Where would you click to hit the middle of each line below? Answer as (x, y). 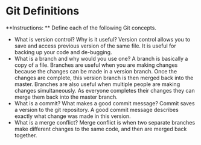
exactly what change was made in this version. (72, 116)
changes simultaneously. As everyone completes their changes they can (105, 90)
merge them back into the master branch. (66, 97)
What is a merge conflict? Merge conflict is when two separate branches (105, 122)
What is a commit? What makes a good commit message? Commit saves (104, 103)
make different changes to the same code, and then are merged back (101, 129)
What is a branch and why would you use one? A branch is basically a (101, 58)
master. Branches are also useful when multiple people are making (97, 84)
